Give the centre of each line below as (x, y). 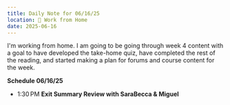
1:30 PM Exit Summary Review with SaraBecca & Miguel (98, 94)
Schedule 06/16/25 (35, 81)
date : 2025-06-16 (32, 26)
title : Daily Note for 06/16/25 (53, 13)
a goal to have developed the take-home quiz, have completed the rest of (111, 53)
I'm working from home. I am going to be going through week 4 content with (115, 46)
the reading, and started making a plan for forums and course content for (111, 60)
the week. (21, 68)
